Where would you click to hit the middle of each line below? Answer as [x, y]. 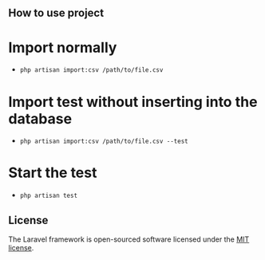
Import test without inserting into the [133, 102]
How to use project [56, 13]
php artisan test [49, 196]
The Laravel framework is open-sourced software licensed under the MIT [129, 239]
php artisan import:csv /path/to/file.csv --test [104, 142]
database [40, 118]
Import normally [63, 47]
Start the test [53, 173]
